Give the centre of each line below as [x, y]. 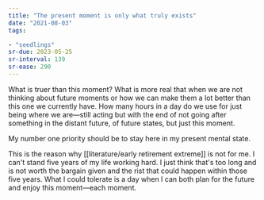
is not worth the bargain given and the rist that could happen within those [128, 171]
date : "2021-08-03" [40, 23]
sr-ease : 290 [30, 67]
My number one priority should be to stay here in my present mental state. [130, 138]
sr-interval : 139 [37, 60]
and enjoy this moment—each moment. [73, 187]
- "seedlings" [32, 44]
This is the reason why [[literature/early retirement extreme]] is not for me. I [132, 154]
